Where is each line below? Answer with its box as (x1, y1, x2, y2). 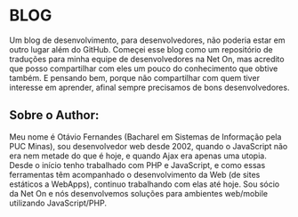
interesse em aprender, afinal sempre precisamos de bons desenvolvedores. (9, 82, 290, 92)
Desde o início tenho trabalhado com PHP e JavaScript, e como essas (9, 159, 266, 170)
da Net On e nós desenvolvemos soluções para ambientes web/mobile (9, 188, 269, 198)
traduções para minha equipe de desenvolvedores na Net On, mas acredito (9, 53, 285, 64)
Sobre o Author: (9, 108, 100, 123)
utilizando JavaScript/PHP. (9, 197, 107, 208)
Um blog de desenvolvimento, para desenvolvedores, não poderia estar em (9, 35, 286, 45)
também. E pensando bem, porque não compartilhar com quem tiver (9, 72, 261, 83)
